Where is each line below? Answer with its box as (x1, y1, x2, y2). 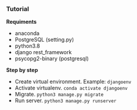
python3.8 (14, 42, 41, 49)
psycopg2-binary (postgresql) (14, 55, 89, 62)
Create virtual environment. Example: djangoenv (14, 78, 132, 85)
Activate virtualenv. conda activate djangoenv (14, 84, 128, 92)
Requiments (6, 18, 37, 26)
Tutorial (6, 5, 29, 13)
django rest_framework (14, 49, 72, 56)
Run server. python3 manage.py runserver (14, 97, 117, 104)
